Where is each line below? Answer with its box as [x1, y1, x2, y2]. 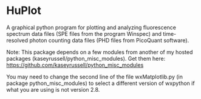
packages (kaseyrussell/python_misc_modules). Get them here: [6, 55, 166, 62]
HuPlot [6, 4, 41, 18]
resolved [6, 36, 29, 44]
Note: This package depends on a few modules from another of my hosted [6, 48, 193, 55]
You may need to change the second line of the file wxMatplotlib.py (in [6, 73, 183, 80]
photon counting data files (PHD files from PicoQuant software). [29, 36, 189, 44]
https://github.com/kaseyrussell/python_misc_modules [6, 61, 144, 69]
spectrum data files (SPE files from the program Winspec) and [6, 30, 162, 37]
